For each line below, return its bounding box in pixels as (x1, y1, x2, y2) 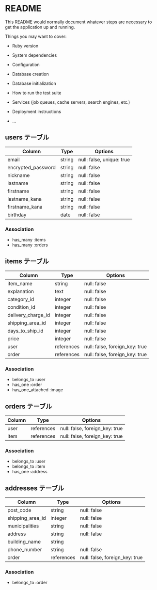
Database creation (12, 71, 49, 77)
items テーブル (5, 257, 49, 266)
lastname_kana (7, 195, 42, 202)
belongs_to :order (12, 580, 47, 586)
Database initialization (12, 80, 57, 86)
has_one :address (12, 469, 47, 475)
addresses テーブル (5, 484, 64, 492)
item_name (7, 280, 32, 287)
